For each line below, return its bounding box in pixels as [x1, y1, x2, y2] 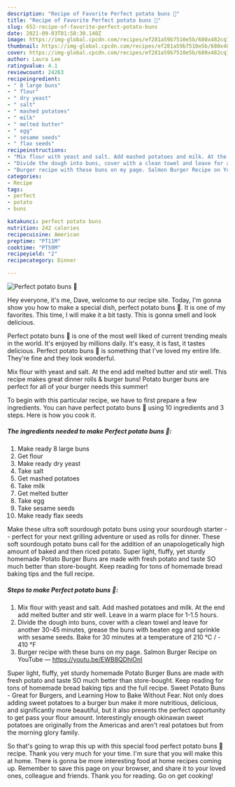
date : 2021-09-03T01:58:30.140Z [7, 29, 101, 37]
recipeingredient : [7, 75, 61, 83]
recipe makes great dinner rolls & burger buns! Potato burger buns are [7, 375, 210, 383]
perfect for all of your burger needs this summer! [7, 383, 148, 390]
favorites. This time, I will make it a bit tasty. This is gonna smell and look [7, 311, 217, 319]
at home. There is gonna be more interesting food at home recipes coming [7, 756, 222, 765]
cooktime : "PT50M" [7, 244, 61, 251]
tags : [7, 186, 23, 193]
